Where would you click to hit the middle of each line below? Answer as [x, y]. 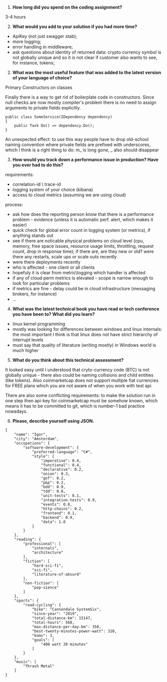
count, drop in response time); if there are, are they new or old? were [83, 251]
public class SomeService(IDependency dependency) [59, 117]
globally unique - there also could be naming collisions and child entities [79, 375]
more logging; [27, 41]
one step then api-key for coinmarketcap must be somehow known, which [82, 401]
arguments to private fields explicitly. [43, 108]
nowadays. [16, 411]
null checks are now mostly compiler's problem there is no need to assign [81, 102]
